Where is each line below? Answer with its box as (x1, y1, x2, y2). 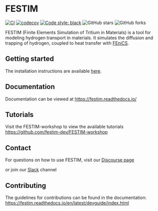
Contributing (5, 181, 46, 190)
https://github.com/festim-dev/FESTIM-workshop (5, 129, 108, 135)
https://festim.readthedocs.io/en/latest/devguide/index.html (5, 200, 129, 206)
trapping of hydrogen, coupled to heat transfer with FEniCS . (5, 40, 129, 46)
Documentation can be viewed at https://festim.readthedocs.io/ (5, 96, 137, 102)
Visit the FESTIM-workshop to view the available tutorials (5, 124, 124, 130)
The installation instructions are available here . (5, 68, 102, 74)
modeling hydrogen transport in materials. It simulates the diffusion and (5, 35, 153, 41)
